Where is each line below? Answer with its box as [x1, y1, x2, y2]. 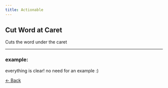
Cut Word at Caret [5, 26, 62, 34]
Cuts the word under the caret [5, 39, 67, 45]
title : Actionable [5, 7, 43, 12]
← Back [5, 77, 21, 83]
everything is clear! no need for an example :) [5, 67, 99, 73]
